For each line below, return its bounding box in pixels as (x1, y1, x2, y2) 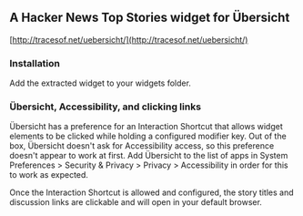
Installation (9, 57, 61, 69)
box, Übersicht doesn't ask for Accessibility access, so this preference (9, 140, 275, 151)
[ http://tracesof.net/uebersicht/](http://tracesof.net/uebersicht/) (9, 34, 248, 45)
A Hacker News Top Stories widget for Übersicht (9, 10, 290, 26)
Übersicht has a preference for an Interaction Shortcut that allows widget (9, 121, 284, 132)
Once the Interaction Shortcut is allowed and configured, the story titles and (9, 187, 294, 198)
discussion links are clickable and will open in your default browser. (9, 197, 262, 208)
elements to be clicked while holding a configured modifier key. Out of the (9, 130, 287, 142)
